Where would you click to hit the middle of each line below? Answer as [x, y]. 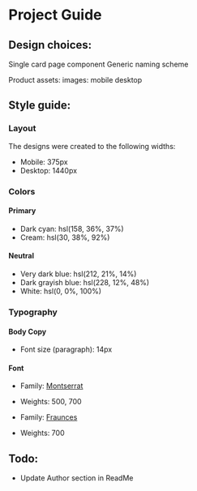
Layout [22, 129]
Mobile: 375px [44, 162]
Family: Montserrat [51, 386]
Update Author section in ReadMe [77, 478]
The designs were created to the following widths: [92, 146]
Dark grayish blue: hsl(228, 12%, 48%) [85, 283]
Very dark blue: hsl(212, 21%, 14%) [78, 274]
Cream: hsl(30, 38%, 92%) [65, 237]
